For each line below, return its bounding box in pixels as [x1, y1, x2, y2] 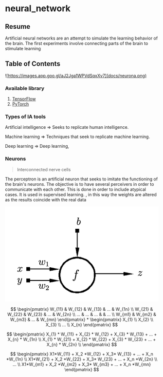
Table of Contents [5, 60, 61, 68]
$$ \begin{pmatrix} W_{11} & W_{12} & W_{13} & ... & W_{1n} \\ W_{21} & [10, 306, 153, 312]
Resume [5, 22, 31, 31]
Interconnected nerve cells [17, 166, 71, 172]
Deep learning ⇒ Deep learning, [5, 143, 70, 149]
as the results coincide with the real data [5, 197, 87, 202]
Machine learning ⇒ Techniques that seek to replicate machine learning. [5, 134, 150, 139]
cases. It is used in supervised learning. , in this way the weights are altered [5, 191, 157, 198]
